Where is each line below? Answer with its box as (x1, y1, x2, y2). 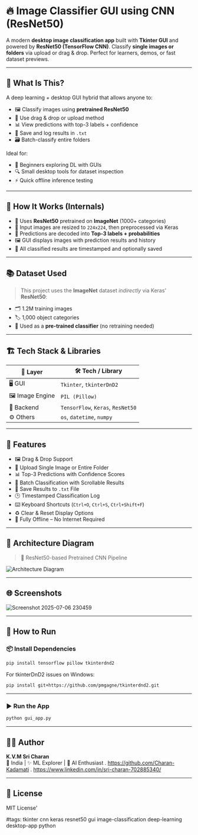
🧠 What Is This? (6, 78, 65, 88)
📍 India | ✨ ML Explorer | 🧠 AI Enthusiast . (6, 759, 107, 766)
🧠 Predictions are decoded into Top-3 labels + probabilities (14, 229, 160, 237)
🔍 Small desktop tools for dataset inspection (14, 167, 124, 175)
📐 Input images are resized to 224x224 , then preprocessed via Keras (14, 224, 179, 231)
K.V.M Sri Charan (6, 753, 49, 760)
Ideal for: (6, 150, 28, 157)
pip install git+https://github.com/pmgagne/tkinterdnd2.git (6, 682, 160, 688)
